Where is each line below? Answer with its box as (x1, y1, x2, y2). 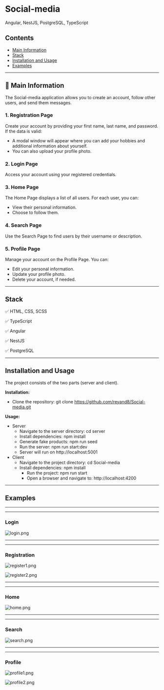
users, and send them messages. (5, 100, 72, 106)
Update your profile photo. (12, 271, 66, 277)
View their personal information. (12, 205, 77, 211)
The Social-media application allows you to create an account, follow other (5, 94, 156, 100)
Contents (5, 34, 34, 42)
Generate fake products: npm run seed (19, 438, 98, 445)
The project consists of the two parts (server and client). (5, 379, 119, 386)
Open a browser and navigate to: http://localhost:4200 (26, 475, 137, 481)
